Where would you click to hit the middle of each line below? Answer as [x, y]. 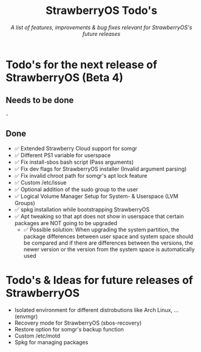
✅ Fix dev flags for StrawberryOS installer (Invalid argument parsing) [101, 169]
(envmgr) [26, 316]
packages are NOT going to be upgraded [66, 223]
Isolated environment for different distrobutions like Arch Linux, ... [96, 310]
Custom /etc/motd [37, 336]
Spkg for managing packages [51, 342]
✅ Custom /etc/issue [40, 182]
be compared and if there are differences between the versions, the [108, 243]
